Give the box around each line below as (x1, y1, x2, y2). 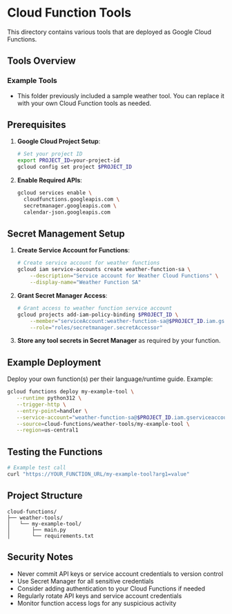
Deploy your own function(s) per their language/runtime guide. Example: (7, 375, 213, 383)
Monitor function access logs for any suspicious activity (17, 599, 177, 607)
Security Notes (7, 551, 74, 563)
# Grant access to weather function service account (17, 304, 173, 312)
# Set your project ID (17, 151, 83, 158)
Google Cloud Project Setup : (17, 137, 101, 146)
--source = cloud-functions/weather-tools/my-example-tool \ (16, 420, 190, 427)
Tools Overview (7, 55, 76, 67)
